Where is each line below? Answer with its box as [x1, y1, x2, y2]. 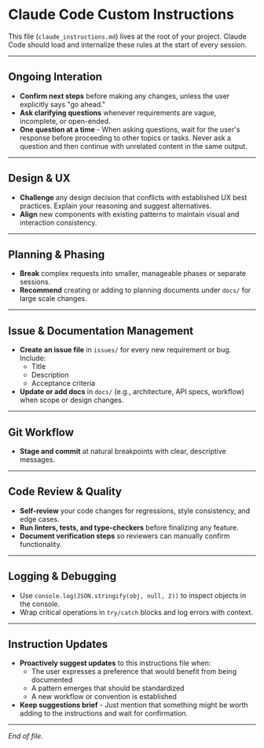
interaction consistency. [19, 218, 97, 227]
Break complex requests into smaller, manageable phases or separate [19, 269, 246, 278]
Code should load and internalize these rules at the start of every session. [8, 39, 247, 49]
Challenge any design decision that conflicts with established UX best [19, 192, 247, 202]
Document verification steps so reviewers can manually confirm [19, 530, 230, 541]
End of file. [8, 731, 43, 741]
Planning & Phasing [8, 247, 105, 261]
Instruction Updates [8, 638, 108, 651]
